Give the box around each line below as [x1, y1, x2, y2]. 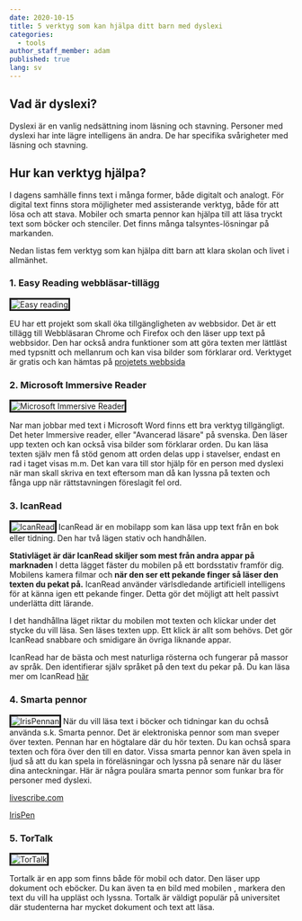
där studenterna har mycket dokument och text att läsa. [9, 901, 216, 912]
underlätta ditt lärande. [9, 598, 94, 609]
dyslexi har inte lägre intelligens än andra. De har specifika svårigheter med [9, 129, 289, 140]
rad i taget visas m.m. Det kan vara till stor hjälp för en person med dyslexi [9, 458, 284, 469]
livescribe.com [9, 792, 65, 802]
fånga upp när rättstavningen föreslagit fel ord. [9, 477, 182, 488]
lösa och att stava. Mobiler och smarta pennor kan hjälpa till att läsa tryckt [9, 208, 283, 219]
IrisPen [9, 810, 36, 820]
